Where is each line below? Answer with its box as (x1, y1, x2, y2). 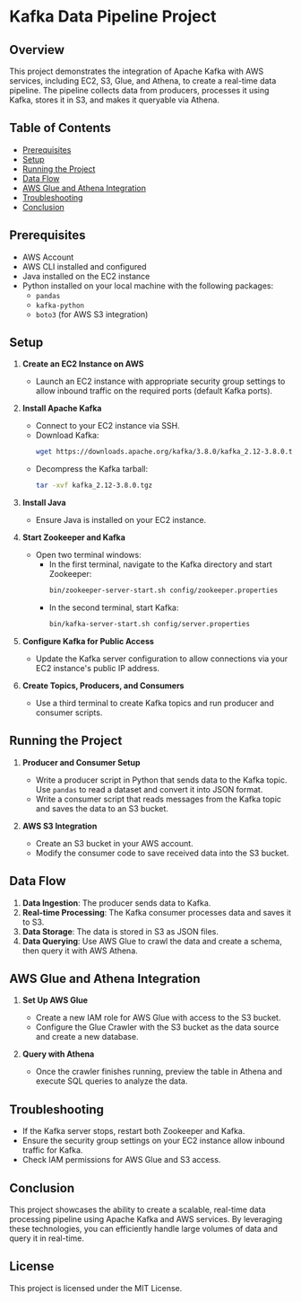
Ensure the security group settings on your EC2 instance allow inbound (21, 1135, 285, 1147)
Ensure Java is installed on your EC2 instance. (35, 515, 207, 526)
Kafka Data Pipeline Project (9, 6, 217, 27)
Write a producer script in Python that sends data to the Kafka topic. (35, 775, 288, 785)
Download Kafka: (35, 430, 99, 441)
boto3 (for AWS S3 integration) (35, 308, 149, 320)
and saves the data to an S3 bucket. (35, 802, 168, 814)
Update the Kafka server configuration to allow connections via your (35, 653, 288, 664)
